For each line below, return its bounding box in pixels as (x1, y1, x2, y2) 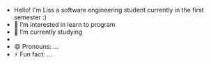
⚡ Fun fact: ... (13, 50, 52, 58)
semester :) (13, 13, 47, 21)
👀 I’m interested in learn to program (13, 21, 116, 28)
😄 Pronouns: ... (13, 43, 59, 50)
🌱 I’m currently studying (13, 28, 83, 36)
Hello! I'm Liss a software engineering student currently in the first (13, 6, 204, 14)
